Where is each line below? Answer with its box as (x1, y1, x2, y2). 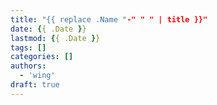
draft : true (10, 80, 60, 90)
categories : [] (10, 52, 74, 62)
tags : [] (10, 42, 47, 53)
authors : (10, 61, 47, 71)
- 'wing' (19, 71, 56, 81)
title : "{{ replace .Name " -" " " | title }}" (10, 14, 208, 25)
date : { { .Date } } (10, 24, 87, 34)
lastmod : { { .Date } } (10, 33, 101, 43)
